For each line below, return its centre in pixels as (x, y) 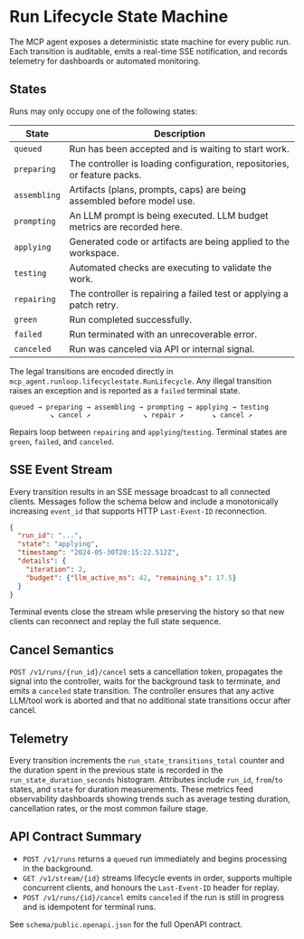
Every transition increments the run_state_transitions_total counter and (147, 761)
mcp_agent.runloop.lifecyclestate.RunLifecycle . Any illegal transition (141, 381)
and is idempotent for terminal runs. (89, 906)
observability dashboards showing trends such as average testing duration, (150, 799)
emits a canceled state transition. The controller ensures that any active (142, 691)
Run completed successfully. (131, 319)
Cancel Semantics (62, 650)
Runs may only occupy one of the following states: (104, 111)
